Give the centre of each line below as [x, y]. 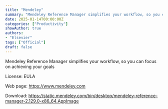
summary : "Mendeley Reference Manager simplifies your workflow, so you [82, 14]
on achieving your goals [30, 66]
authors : [14, 33]
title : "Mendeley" [24, 10]
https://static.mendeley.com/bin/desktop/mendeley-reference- [93, 95]
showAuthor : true [23, 28]
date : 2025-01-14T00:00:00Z [34, 19]
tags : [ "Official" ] [25, 42]
